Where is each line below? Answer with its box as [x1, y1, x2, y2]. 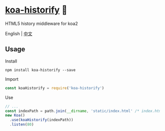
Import [5, 76, 19, 82]
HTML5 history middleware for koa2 [5, 21, 78, 26]
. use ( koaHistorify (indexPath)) [9, 117, 74, 123]
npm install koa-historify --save [5, 67, 76, 72]
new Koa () [5, 113, 26, 118]
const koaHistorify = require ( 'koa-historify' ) [5, 86, 105, 90]
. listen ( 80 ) [9, 122, 34, 127]
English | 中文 [5, 30, 33, 36]
